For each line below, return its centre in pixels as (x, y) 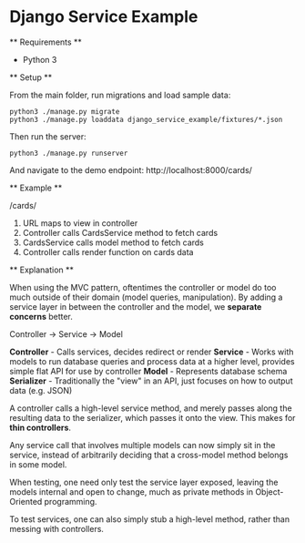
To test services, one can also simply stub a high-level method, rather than (149, 519)
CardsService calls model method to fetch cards (113, 242)
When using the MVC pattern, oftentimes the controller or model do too (143, 287)
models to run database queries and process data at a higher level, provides (152, 361)
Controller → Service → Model (66, 333)
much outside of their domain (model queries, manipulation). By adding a (146, 297)
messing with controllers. (57, 528)
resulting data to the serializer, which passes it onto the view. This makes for (152, 417)
